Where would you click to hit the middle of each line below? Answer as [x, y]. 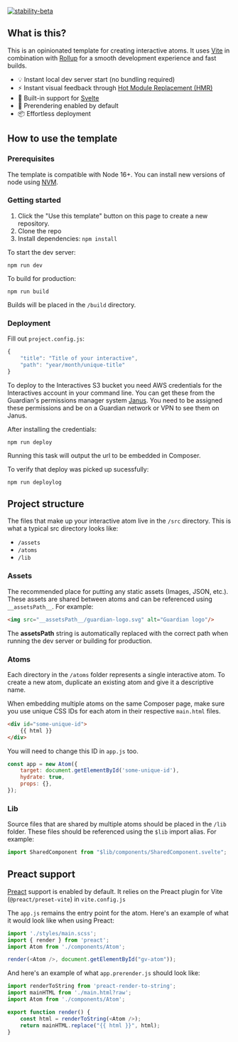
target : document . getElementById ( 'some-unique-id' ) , [100, 771]
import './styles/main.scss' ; [52, 933]
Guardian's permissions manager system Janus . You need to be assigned [115, 400]
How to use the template [63, 139]
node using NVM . [33, 182]
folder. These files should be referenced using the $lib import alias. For [112, 831]
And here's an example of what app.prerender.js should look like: [104, 973]
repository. [33, 223]
